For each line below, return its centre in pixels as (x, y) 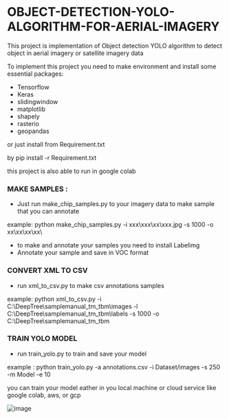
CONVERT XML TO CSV (47, 271)
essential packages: (35, 74)
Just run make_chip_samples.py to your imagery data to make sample (116, 204)
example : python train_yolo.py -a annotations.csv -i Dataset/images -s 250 (114, 367)
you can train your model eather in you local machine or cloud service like (112, 387)
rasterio (28, 123)
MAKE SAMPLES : (37, 189)
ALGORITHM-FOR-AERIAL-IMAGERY (113, 27)
